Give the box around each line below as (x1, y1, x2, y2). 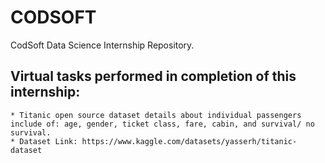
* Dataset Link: (10, 136, 78, 146)
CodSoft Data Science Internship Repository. (10, 39, 195, 51)
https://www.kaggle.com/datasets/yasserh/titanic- (81, 136, 298, 146)
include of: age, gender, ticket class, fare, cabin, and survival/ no (10, 119, 315, 129)
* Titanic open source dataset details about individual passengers (10, 110, 302, 120)
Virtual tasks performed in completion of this (10, 68, 297, 85)
